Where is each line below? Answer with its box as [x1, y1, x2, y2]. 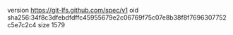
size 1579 [37, 21, 66, 29]
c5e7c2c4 [7, 21, 37, 29]
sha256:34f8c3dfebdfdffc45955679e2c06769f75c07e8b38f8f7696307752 [7, 13, 227, 22]
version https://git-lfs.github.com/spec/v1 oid [7, 6, 139, 14]
